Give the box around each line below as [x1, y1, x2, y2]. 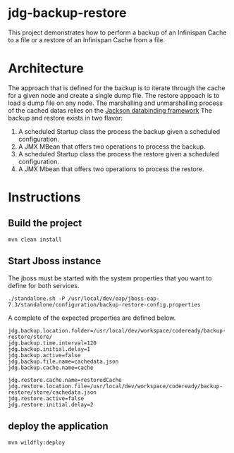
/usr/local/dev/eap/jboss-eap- [68, 294, 160, 302]
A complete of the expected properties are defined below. [8, 314, 176, 322]
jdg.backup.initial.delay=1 [8, 345, 91, 353]
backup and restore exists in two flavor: [8, 113, 123, 122]
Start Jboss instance [8, 255, 101, 267]
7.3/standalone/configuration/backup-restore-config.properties [8, 301, 201, 308]
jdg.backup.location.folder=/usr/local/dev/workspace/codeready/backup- [8, 327, 226, 334]
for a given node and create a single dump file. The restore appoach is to [8, 91, 220, 99]
